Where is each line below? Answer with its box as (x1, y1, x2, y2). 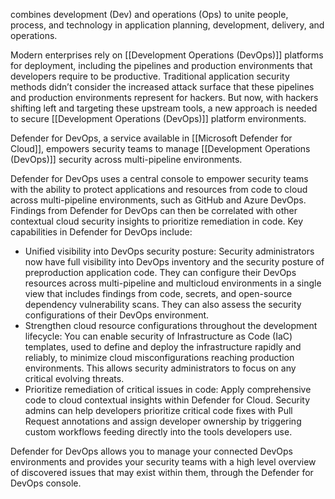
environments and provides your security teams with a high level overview (10, 456, 317, 468)
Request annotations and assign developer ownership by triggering (24, 415, 302, 427)
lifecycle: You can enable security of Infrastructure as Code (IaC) (24, 330, 293, 342)
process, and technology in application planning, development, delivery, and (10, 19, 325, 31)
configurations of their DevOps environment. (24, 309, 210, 321)
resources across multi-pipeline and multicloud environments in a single (24, 277, 322, 289)
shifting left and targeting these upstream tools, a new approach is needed (10, 102, 318, 114)
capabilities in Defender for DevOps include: (10, 226, 193, 238)
